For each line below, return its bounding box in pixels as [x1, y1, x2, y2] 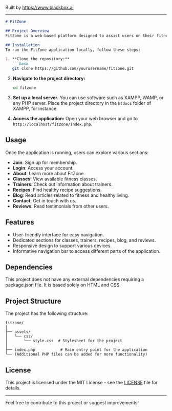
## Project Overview [5, 28, 50, 33]
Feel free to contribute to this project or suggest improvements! [5, 399, 139, 405]
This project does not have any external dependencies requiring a [5, 276, 144, 283]
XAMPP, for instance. [12, 105, 58, 111]
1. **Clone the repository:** [5, 57, 70, 62]
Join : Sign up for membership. [12, 159, 77, 165]
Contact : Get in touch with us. [12, 197, 77, 203]
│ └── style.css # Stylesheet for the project [5, 339, 123, 344]
